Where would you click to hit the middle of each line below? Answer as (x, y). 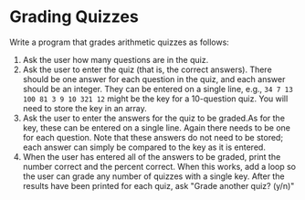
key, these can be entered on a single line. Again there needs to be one (156, 127)
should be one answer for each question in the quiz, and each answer (154, 79)
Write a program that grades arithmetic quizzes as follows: (120, 42)
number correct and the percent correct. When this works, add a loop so (159, 166)
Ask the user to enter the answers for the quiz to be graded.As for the (154, 118)
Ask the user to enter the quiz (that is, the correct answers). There (147, 69)
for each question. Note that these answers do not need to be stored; (153, 137)
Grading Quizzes (74, 17)
